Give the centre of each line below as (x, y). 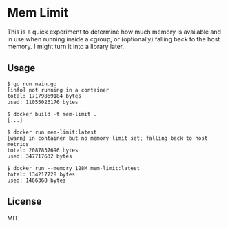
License (24, 201)
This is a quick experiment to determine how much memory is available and (114, 32)
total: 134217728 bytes (41, 174)
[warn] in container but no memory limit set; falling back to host (107, 138)
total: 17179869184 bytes (44, 96)
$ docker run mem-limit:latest (52, 132)
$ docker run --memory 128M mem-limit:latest (73, 168)
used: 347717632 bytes (40, 156)
